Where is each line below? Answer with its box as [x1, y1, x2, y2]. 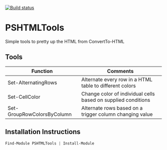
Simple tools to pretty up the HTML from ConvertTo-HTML [5, 38, 125, 44]
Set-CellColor [7, 93, 41, 100]
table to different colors [81, 82, 136, 89]
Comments [107, 68, 134, 75]
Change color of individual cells [81, 90, 155, 97]
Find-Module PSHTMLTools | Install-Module [5, 141, 94, 146]
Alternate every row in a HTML [81, 76, 153, 83]
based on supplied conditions [81, 96, 151, 103]
